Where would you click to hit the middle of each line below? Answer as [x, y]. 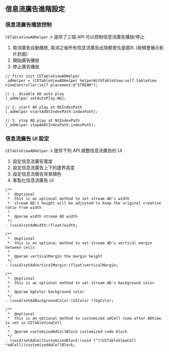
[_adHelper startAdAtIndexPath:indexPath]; [52, 111]
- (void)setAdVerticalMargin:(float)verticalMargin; [62, 265]
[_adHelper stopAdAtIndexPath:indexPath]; [50, 125]
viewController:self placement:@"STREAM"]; [52, 85]
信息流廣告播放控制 [29, 25]
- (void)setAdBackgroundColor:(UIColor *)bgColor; [60, 300]
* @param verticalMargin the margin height [55, 256]
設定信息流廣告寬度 [33, 161]
